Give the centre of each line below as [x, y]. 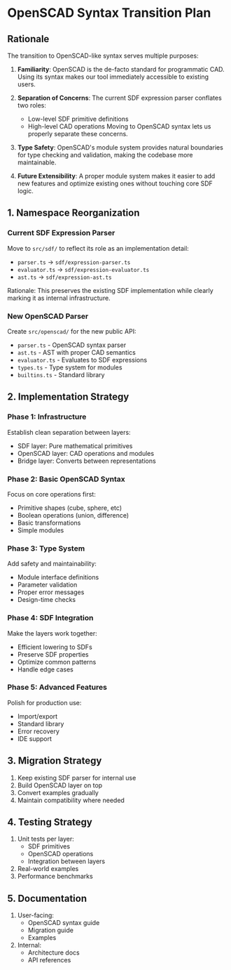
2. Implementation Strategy [68, 397]
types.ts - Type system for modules [70, 367]
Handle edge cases [45, 669]
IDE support [35, 738]
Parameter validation [47, 585]
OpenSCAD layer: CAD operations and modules [86, 453]
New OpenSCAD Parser [48, 316]
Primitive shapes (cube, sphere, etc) [70, 508]
